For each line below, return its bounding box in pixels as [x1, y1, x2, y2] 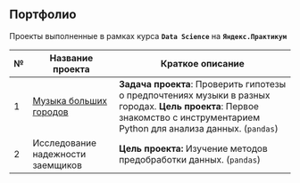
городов [32, 106, 69, 118]
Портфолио [9, 7, 77, 22]
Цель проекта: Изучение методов [119, 142, 268, 155]
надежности [32, 147, 87, 160]
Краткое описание [160, 57, 246, 69]
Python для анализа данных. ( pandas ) [119, 122, 279, 134]
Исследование [32, 137, 96, 149]
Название [49, 52, 94, 64]
